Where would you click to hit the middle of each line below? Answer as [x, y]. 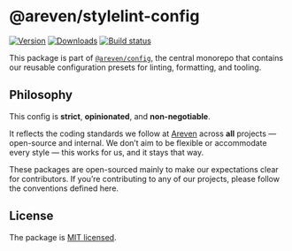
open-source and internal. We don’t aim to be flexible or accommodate [138, 142]
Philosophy [41, 95]
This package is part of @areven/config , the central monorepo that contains [146, 57]
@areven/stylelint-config [104, 16]
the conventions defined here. [64, 188]
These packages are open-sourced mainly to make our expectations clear [144, 169]
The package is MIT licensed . [63, 237]
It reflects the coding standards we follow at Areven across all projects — [143, 133]
